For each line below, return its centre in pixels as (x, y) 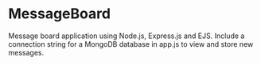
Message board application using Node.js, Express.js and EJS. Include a (127, 36)
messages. (26, 52)
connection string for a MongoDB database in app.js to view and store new (131, 44)
